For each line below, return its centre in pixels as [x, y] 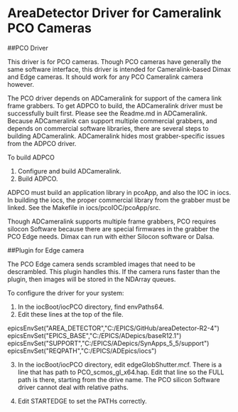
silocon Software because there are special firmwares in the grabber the [113, 228]
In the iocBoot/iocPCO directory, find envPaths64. [91, 307]
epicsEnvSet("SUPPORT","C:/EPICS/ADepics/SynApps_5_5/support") [108, 343]
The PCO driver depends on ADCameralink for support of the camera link [115, 98]
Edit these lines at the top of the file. [71, 314]
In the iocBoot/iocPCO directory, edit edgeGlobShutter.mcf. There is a [120, 364]
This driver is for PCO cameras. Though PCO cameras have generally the [114, 61]
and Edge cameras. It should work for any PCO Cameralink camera [106, 77]
